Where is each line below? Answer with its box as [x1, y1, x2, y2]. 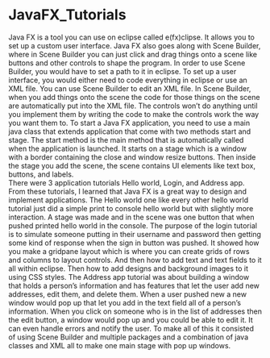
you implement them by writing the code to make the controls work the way [8, 109, 260, 119]
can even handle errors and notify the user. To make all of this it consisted [8, 323, 255, 333]
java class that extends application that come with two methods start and [8, 127, 251, 136]
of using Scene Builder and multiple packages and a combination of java [8, 332, 249, 342]
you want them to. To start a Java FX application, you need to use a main [8, 118, 251, 127]
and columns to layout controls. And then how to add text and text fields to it [8, 255, 262, 264]
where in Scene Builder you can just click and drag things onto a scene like [8, 49, 258, 59]
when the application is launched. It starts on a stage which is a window [8, 144, 247, 153]
